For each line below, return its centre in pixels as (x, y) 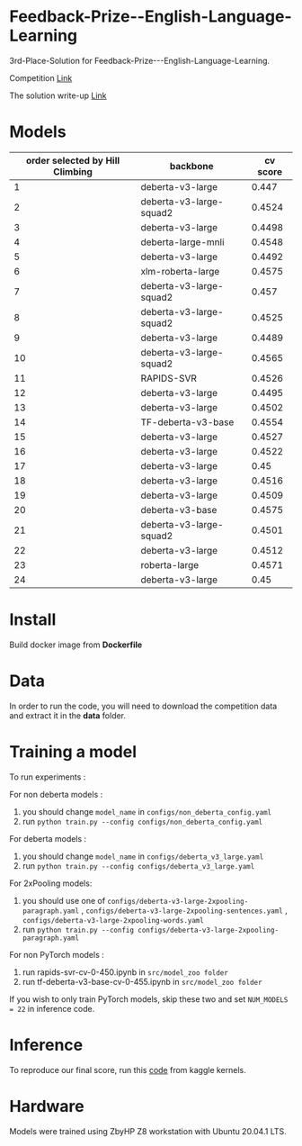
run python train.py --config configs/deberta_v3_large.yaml (138, 865)
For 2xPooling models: (51, 883)
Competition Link (41, 77)
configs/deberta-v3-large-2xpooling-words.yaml (113, 920)
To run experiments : (48, 777)
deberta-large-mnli (182, 242)
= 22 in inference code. (52, 1008)
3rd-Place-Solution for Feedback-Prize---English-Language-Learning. (140, 60)
